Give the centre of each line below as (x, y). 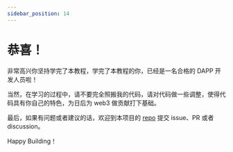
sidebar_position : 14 (38, 14)
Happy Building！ (32, 141)
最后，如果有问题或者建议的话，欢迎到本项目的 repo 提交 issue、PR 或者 (111, 117)
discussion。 (26, 126)
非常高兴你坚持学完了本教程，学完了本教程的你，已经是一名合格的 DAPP (110, 71)
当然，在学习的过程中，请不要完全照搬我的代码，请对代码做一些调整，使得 (113, 94)
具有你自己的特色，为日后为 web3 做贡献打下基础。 (87, 103)
